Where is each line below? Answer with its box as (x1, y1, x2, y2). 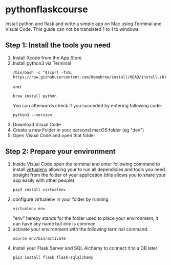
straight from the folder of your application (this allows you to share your (12, 172, 166, 178)
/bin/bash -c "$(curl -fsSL (12, 70, 73, 75)
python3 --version (12, 112, 52, 118)
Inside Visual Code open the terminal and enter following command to (12, 161, 160, 167)
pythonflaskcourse (5, 4, 88, 15)
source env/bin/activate (12, 236, 66, 241)
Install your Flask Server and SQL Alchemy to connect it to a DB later (12, 245, 158, 251)
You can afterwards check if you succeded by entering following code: (12, 102, 162, 108)
